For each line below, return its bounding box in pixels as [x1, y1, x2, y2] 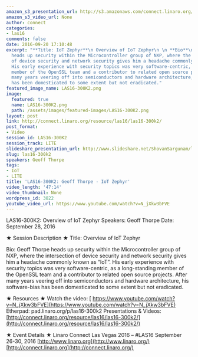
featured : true [11, 96, 49, 102]
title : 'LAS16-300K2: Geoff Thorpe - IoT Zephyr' [6, 179, 131, 185]
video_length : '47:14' [6, 184, 62, 190]
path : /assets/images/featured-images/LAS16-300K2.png [11, 107, 149, 113]
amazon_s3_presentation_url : [6, 8, 78, 15]
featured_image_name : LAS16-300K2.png [6, 86, 101, 91]
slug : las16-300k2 [6, 151, 51, 157]
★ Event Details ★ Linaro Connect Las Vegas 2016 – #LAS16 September [6, 332, 182, 339]
